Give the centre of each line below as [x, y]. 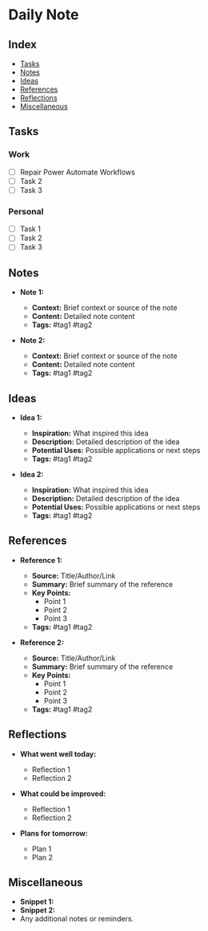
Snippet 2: [38, 910]
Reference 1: [41, 560]
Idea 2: [32, 474]
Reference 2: [42, 642]
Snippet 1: [37, 902]
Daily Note [44, 15]
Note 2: [32, 341]
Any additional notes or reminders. [77, 919]
